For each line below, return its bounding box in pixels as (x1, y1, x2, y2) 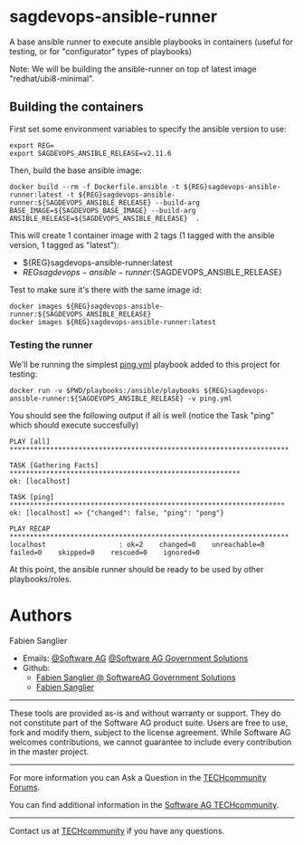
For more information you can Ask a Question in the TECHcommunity (9, 772, 267, 783)
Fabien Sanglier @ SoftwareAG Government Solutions (35, 672, 236, 683)
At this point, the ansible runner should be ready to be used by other (9, 564, 264, 575)
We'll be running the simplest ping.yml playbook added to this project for (9, 360, 280, 370)
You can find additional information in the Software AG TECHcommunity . (9, 799, 280, 810)
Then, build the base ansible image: (9, 165, 143, 176)
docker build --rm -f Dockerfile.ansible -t (9, 182, 180, 191)
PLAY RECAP (9, 524, 51, 533)
